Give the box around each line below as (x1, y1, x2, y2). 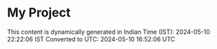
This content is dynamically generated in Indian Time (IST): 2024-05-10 (7, 28, 210, 36)
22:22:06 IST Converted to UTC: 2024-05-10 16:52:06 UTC (7, 35, 176, 43)
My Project (7, 5, 71, 21)
